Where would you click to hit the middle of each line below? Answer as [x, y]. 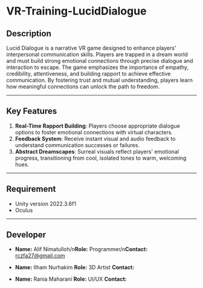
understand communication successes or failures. [77, 145]
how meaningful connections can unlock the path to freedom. [83, 87]
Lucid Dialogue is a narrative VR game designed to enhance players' [91, 48]
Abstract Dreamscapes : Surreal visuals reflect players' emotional [97, 151]
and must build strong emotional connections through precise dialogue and [100, 61]
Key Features [32, 111]
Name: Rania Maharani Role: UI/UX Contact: [71, 279]
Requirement [31, 189]
